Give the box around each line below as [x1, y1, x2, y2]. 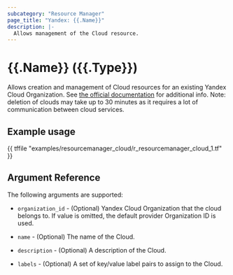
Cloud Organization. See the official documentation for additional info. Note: [7, 90, 226, 99]
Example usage [7, 125, 76, 137]
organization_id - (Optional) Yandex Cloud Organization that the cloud [17, 204, 222, 212]
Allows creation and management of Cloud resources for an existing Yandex [7, 83, 227, 92]
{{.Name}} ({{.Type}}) [7, 60, 138, 76]
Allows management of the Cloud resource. [13, 29, 139, 37]
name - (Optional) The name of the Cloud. [17, 232, 135, 241]
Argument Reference [7, 172, 101, 184]
